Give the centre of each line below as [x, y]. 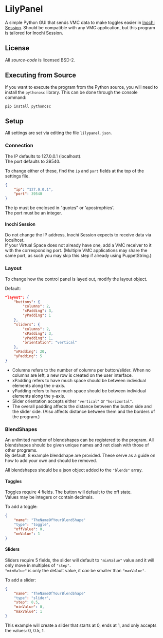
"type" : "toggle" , [32, 525]
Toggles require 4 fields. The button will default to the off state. [68, 492]
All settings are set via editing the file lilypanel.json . [58, 133]
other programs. [21, 450]
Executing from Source [41, 75]
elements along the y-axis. [39, 396]
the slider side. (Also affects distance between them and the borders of [83, 411]
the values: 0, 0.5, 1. [25, 630]
